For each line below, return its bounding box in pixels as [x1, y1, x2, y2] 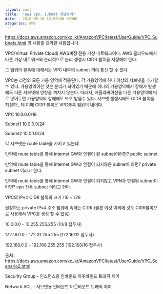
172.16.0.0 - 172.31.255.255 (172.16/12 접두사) [5, 232, 94, 238]
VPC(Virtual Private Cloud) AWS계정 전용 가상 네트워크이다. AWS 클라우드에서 [5, 50, 157, 56]
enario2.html [5, 263, 31, 269]
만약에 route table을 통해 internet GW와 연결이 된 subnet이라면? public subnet [5, 151, 158, 157]
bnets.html [5, 40, 27, 46]
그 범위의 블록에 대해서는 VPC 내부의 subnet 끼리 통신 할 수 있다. [5, 67, 129, 73]
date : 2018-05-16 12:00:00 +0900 [5, 16, 78, 21]
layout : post [5, 7, 32, 12]
